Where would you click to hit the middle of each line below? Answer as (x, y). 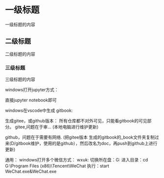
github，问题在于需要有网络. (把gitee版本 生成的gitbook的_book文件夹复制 (80, 138)
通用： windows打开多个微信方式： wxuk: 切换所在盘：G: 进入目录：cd (77, 160)
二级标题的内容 (20, 54)
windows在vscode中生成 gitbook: (39, 111)
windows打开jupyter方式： (32, 90)
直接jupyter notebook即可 (31, 100)
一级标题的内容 (20, 24)
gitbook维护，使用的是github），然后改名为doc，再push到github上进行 (86, 143)
